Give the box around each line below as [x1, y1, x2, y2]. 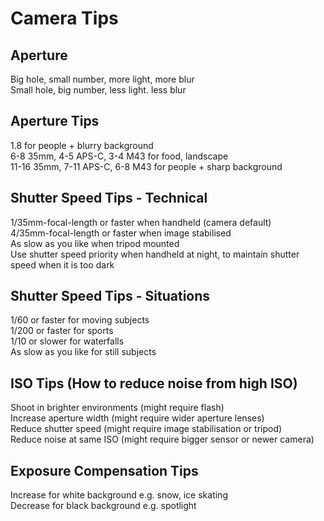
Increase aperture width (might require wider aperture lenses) [10, 412, 265, 424]
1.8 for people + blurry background [10, 139, 154, 151]
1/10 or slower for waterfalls [10, 335, 125, 347]
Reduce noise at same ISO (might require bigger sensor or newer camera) [10, 433, 315, 446]
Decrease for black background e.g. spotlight [10, 500, 197, 512]
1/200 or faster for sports [10, 325, 114, 337]
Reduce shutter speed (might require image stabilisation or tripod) [10, 423, 283, 435]
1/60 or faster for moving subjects [10, 314, 150, 326]
